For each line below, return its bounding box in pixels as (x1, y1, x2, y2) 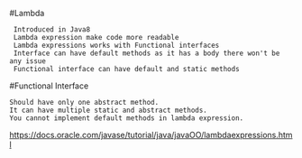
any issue (9, 57, 47, 66)
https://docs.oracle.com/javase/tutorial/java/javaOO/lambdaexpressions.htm (9, 130, 293, 140)
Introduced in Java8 (13, 25, 91, 34)
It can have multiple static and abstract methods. (9, 106, 207, 115)
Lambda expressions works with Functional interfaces (13, 41, 220, 50)
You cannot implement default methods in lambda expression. (9, 114, 244, 123)
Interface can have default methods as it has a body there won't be (13, 49, 280, 58)
